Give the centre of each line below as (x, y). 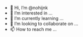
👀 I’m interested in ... (31, 13)
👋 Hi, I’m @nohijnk (29, 8)
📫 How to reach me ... (33, 29)
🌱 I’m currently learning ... (37, 18)
